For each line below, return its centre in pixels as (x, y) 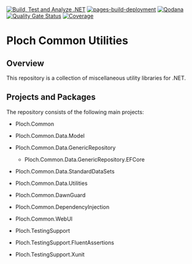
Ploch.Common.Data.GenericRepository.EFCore (85, 159)
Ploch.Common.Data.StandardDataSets (65, 171)
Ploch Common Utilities (67, 41)
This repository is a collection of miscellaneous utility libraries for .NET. (96, 78)
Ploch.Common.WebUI (44, 219)
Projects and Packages (51, 97)
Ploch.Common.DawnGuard (50, 195)
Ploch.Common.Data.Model (50, 135)
